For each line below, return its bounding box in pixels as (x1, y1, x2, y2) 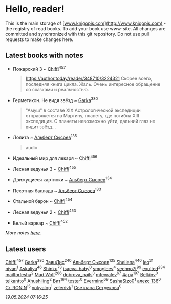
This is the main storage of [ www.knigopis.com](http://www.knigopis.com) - (5, 20, 166, 26)
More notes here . (5, 230, 42, 236)
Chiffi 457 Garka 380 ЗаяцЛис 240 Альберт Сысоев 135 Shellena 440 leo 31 (5, 258, 154, 265)
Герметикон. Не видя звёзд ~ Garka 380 (12, 96, 98, 104)
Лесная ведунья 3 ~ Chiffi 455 (12, 165, 76, 172)
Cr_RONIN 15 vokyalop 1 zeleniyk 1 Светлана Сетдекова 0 (5, 283, 122, 290)
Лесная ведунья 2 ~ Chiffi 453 (12, 208, 76, 215)
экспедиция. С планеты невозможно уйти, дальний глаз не (25, 118, 155, 125)
